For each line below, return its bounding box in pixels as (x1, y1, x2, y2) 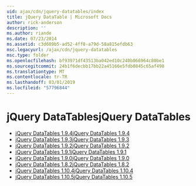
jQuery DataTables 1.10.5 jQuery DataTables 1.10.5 (15, 173, 133, 180)
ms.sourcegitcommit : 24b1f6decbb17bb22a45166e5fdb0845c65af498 (6, 63, 165, 69)
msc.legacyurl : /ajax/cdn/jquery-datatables (6, 47, 117, 53)
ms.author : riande (6, 31, 52, 36)
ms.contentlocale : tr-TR (6, 74, 67, 80)
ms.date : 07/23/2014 (6, 36, 58, 42)
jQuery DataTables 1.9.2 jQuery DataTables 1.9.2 (15, 142, 130, 149)
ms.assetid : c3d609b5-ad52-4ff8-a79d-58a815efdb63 (6, 42, 133, 48)
